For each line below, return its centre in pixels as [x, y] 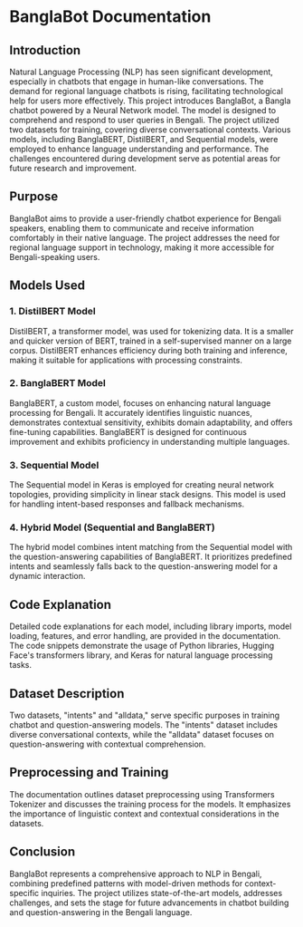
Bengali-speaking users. [55, 256]
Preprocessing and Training [89, 772]
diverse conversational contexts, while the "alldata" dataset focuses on [142, 735]
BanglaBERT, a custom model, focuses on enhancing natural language [140, 403]
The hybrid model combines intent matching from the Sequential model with [151, 547]
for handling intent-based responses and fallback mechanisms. [127, 504]
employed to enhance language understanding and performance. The [139, 149]
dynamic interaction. [47, 576]
